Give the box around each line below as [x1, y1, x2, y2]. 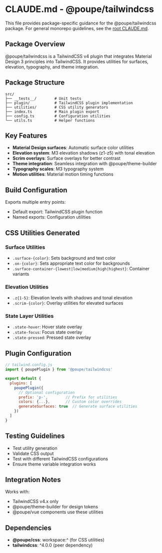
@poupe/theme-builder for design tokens [12, 504, 98, 510]
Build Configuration [5, 186, 67, 194]
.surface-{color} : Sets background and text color [12, 255, 116, 261]
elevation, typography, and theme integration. [5, 64, 99, 70]
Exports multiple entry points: [5, 199, 66, 205]
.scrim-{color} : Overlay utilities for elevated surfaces [12, 300, 123, 306]
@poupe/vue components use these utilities [12, 509, 103, 515]
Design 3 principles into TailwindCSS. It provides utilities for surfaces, [5, 59, 148, 65]
